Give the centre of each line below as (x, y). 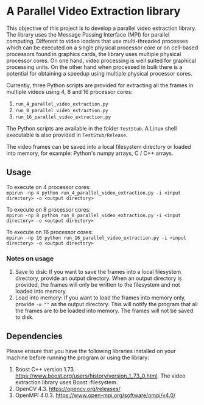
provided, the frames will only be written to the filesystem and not (98, 285)
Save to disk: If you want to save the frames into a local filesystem (98, 272)
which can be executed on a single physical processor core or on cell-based (102, 48)
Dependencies (34, 336)
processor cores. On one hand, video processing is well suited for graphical (101, 60)
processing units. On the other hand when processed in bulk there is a (94, 67)
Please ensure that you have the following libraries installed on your (91, 351)
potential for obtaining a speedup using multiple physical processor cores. (100, 73)
